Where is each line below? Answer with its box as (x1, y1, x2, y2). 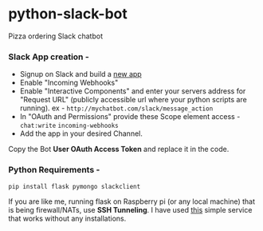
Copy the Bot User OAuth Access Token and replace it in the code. (8, 145, 230, 154)
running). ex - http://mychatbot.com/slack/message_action (19, 103, 214, 113)
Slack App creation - (8, 51, 89, 62)
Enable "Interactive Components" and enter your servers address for (19, 86, 246, 96)
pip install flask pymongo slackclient (8, 182, 141, 190)
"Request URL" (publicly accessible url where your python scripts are (19, 95, 247, 105)
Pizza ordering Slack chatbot (8, 31, 104, 41)
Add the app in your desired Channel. (19, 129, 143, 138)
